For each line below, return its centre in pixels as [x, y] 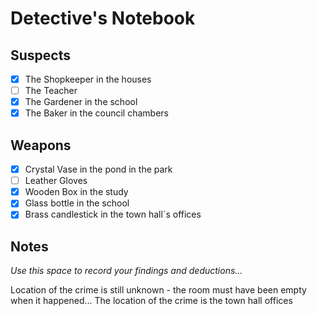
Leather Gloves [56, 181]
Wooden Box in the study [76, 192]
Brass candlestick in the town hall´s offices [113, 214]
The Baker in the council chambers [96, 113]
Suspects [40, 55]
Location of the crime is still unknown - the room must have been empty [158, 290]
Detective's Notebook [103, 18]
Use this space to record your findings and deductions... [126, 271]
